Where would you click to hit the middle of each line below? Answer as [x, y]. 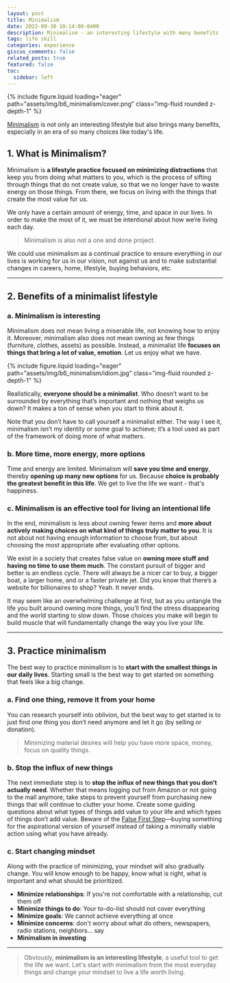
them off [29, 901]
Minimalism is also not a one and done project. [89, 240]
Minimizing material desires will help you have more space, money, [118, 742]
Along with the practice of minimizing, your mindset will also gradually [106, 866]
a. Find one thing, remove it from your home [81, 700]
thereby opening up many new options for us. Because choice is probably [113, 476]
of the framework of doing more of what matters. [76, 436]
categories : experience [41, 45]
